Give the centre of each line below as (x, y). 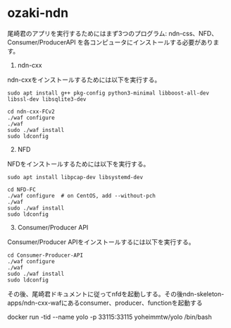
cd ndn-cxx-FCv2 (31, 111)
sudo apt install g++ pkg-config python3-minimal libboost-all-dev (108, 93)
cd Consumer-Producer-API (45, 255)
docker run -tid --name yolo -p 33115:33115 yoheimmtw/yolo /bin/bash (110, 317)
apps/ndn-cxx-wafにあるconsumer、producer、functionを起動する (105, 303)
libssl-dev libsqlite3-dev (47, 99)
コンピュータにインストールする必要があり (151, 42)
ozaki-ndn (38, 13)
